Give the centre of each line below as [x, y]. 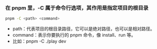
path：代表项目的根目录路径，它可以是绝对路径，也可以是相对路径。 [84, 29]
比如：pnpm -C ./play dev [39, 41]
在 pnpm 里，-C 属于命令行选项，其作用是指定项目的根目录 [77, 7]
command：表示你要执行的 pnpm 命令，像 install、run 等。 [74, 35]
